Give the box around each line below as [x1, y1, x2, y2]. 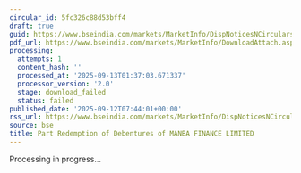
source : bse [9, 121, 54, 130]
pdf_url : [9, 37, 42, 47]
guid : [9, 29, 30, 38]
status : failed [17, 95, 74, 105]
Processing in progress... [9, 153, 101, 164]
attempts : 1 [17, 54, 63, 63]
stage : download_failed [17, 87, 106, 96]
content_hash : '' [17, 63, 82, 72]
